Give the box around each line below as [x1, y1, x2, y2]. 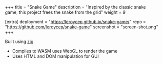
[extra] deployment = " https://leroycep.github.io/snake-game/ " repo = [5, 19, 146, 24]
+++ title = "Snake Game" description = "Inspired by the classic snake [5, 4, 146, 10]
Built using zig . [5, 39, 35, 44]
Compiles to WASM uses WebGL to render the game [12, 48, 118, 54]
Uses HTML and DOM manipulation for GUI [12, 53, 99, 59]
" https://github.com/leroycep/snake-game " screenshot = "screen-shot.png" [5, 24, 159, 30]
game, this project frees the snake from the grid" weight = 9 [5, 9, 126, 15]
